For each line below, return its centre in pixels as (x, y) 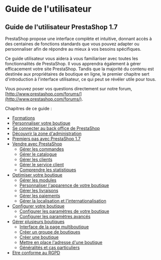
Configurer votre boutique (38, 206)
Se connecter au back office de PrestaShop (56, 128)
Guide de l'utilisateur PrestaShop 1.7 (61, 27)
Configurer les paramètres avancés (55, 216)
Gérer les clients (36, 159)
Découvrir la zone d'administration (47, 133)
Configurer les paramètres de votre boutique (64, 211)
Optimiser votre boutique (37, 175)
